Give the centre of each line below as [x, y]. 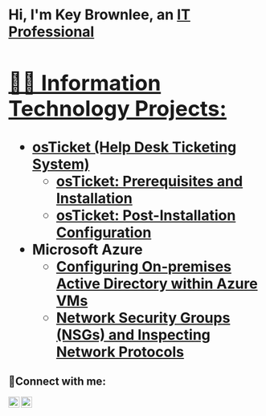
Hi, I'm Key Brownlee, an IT [100, 15]
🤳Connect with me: [57, 382]
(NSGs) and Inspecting [133, 334]
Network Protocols [120, 352]
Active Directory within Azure [157, 283]
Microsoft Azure [87, 249]
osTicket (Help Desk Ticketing [134, 147]
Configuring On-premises [143, 266]
